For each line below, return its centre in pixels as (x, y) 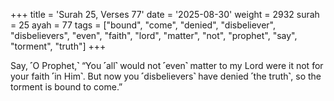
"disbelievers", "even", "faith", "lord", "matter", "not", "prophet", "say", (154, 35)
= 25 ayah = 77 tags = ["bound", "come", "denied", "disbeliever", (143, 25)
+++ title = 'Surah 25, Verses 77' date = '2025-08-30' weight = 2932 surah (165, 14)
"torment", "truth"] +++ (58, 46)
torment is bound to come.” (66, 87)
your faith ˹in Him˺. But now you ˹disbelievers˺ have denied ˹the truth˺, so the (166, 76)
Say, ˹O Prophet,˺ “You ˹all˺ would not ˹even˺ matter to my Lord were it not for (167, 65)
